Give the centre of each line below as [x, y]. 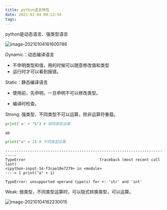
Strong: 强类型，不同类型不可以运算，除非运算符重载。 [62, 114]
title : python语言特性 [27, 10]
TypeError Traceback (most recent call [83, 160]
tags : [11, 19]
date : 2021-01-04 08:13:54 [33, 15]
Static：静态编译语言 [27, 82]
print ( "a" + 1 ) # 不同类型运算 [36, 142]
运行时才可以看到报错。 [37, 72]
